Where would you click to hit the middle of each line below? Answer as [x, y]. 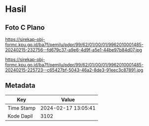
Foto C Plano [25, 28]
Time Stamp [22, 108]
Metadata [20, 86]
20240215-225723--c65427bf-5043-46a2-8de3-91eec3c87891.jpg [74, 70]
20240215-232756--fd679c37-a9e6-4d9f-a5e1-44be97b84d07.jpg [74, 50]
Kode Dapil [20, 116]
